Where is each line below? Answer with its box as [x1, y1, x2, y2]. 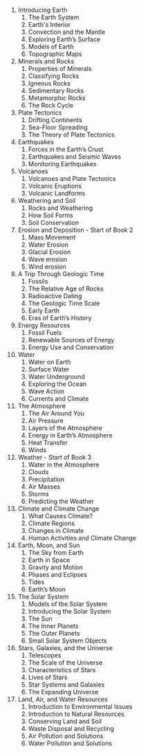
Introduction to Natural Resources [28, 710, 125, 718]
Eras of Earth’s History [28, 314, 92, 322]
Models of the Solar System [28, 600, 108, 608]
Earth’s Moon [28, 585, 66, 593]
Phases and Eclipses [28, 571, 87, 578]
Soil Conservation [28, 219, 79, 226]
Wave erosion [28, 255, 68, 263]
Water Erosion [28, 241, 68, 248]
